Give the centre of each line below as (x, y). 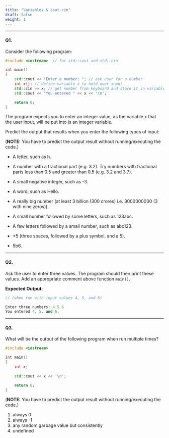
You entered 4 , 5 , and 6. (32, 312)
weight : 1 (16, 19)
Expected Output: (24, 288)
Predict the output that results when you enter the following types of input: (82, 132)
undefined (23, 431)
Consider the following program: (39, 52)
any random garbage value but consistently (58, 425)
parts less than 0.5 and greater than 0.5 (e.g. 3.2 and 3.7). (72, 172)
